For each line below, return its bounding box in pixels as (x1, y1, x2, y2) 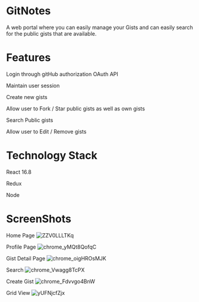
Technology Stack (6, 149, 98, 163)
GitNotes (6, 4, 51, 18)
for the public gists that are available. (6, 30, 97, 37)
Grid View (6, 289, 31, 296)
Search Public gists (6, 116, 53, 123)
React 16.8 (6, 168, 31, 176)
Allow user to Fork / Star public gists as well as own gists (6, 105, 146, 112)
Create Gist (6, 278, 34, 285)
